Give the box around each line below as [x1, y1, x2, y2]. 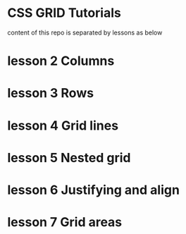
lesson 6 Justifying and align [7, 182, 180, 198]
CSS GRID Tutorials [7, 5, 121, 21]
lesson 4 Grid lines [7, 118, 118, 133]
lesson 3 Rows [7, 85, 94, 101]
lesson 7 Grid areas [7, 214, 123, 230]
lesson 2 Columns [7, 53, 115, 69]
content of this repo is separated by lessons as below [7, 28, 163, 37]
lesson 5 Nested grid [7, 149, 132, 166]
